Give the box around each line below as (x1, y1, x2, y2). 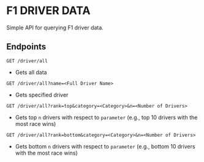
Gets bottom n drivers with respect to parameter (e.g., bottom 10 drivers (15, 142, 195, 150)
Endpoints (6, 42, 47, 52)
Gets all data (15, 68, 47, 76)
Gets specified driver (15, 91, 69, 98)
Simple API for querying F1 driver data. (6, 24, 104, 31)
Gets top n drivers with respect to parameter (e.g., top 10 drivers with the (15, 114, 198, 121)
